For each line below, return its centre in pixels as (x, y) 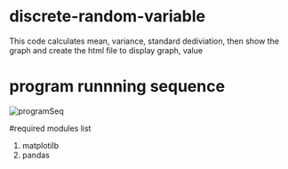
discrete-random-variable (108, 16)
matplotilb (40, 145)
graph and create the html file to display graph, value (106, 50)
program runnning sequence (117, 87)
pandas (36, 155)
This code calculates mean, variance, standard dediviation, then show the (144, 41)
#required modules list (50, 128)
